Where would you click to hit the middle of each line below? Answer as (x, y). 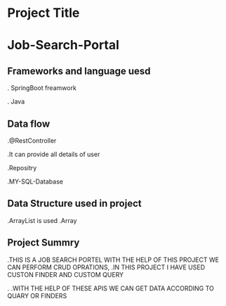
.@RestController (32, 141)
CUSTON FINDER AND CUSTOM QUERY (66, 274)
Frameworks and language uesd (79, 71)
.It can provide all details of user (54, 154)
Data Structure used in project (74, 204)
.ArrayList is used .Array (42, 220)
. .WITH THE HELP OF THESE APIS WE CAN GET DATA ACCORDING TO (111, 288)
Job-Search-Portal (63, 45)
